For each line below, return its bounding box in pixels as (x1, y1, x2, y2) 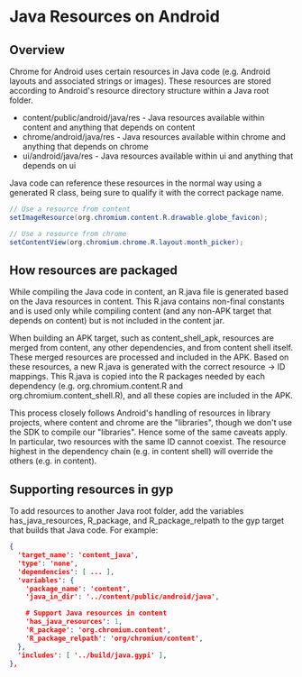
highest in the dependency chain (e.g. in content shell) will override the (9, 446, 273, 457)
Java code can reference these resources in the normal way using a (9, 178, 262, 188)
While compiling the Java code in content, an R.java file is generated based (9, 287, 288, 297)
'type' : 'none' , (17, 559, 78, 568)
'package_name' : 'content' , (25, 584, 131, 593)
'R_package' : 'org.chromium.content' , (25, 626, 171, 635)
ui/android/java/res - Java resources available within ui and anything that (22, 151, 294, 161)
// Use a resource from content (9, 205, 131, 214)
